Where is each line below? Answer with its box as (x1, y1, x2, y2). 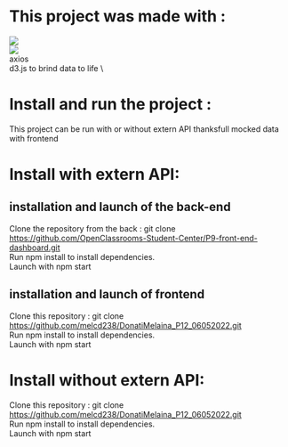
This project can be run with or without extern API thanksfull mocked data (9, 123, 280, 134)
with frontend (9, 133, 59, 143)
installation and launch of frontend (9, 287, 205, 302)
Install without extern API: (9, 370, 205, 390)
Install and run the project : (9, 94, 212, 115)
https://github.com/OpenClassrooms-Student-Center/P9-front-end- (9, 232, 258, 243)
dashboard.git (9, 242, 60, 253)
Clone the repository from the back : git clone (9, 223, 176, 233)
